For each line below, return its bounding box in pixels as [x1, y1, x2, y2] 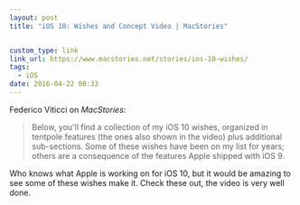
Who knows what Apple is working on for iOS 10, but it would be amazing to [9, 168, 291, 179]
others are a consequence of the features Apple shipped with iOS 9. [31, 150, 286, 161]
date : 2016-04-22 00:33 [9, 79, 99, 89]
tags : [9, 62, 30, 72]
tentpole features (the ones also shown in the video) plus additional [31, 131, 283, 142]
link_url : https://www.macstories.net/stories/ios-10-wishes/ [9, 54, 248, 63]
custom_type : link [9, 46, 79, 55]
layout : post [9, 13, 59, 23]
